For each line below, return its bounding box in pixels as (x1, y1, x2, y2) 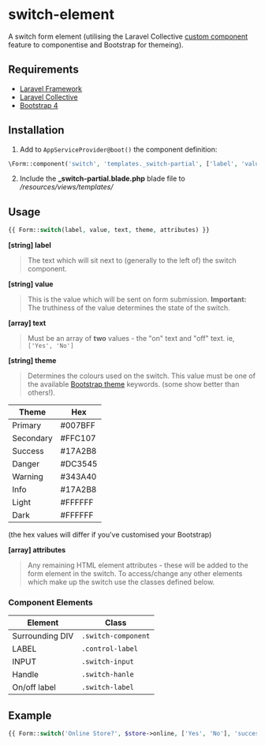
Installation (8, 124, 65, 137)
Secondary (12, 432, 53, 444)
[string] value (8, 279, 54, 289)
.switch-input (81, 657, 134, 666)
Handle (12, 669, 39, 680)
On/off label (12, 682, 57, 693)
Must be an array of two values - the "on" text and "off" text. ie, (27, 334, 235, 343)
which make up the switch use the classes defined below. (27, 578, 215, 587)
